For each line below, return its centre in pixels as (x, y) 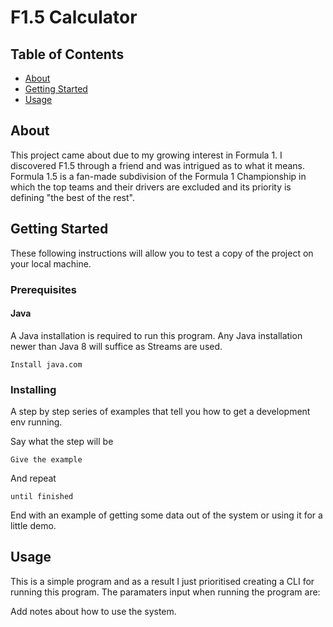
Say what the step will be (62, 442)
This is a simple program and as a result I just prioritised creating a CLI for (162, 581)
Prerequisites (43, 289)
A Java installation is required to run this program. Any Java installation (156, 335)
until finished (42, 497)
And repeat (33, 478)
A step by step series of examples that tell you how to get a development (160, 412)
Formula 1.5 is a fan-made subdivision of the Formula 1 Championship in (158, 176)
